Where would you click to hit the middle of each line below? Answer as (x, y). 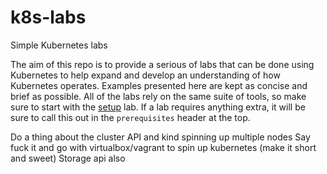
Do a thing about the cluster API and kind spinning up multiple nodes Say (160, 137)
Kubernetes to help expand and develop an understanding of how (145, 75)
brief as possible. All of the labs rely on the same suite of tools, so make (158, 96)
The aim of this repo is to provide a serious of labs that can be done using (162, 64)
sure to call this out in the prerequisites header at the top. (130, 117)
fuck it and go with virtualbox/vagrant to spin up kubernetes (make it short (163, 147)
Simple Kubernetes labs (59, 45)
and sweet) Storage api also (68, 158)
